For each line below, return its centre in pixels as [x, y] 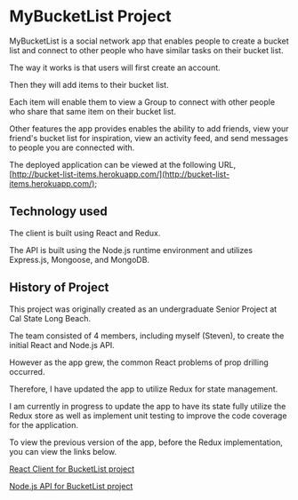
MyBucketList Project [90, 16]
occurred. [27, 371]
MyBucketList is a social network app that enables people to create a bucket [149, 41]
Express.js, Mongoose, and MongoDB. [79, 259]
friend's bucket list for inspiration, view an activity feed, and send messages [149, 138]
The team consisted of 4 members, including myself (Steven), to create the [147, 336]
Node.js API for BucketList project [71, 486]
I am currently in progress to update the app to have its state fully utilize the [148, 406]
